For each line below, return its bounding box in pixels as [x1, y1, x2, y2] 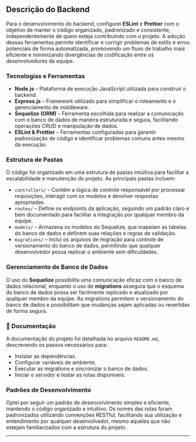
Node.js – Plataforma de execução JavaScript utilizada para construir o [14, 85, 187, 92]
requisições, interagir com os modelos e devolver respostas [14, 193, 159, 200]
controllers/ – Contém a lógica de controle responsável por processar [14, 186, 185, 193]
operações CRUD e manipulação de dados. [14, 123, 118, 130]
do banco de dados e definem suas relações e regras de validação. [14, 230, 177, 237]
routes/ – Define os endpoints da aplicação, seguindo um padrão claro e [14, 205, 190, 212]
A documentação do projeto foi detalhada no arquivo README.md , [6, 335, 159, 342]
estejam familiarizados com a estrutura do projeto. [6, 424, 127, 431]
